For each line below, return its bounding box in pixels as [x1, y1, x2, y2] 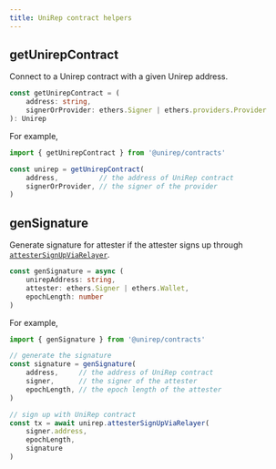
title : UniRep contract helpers [9, 13, 132, 23]
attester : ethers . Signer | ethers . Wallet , [26, 283, 189, 292]
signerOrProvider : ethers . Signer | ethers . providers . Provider [26, 106, 267, 115]
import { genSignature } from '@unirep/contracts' [9, 334, 206, 344]
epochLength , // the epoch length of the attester [26, 384, 222, 394]
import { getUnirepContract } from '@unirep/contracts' [9, 148, 226, 158]
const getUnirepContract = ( [9, 88, 120, 98]
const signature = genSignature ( [9, 360, 137, 369]
